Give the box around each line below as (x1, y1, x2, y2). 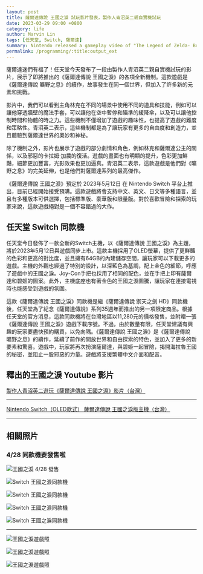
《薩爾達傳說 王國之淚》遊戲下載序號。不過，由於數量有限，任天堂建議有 (6, 320, 188, 328)
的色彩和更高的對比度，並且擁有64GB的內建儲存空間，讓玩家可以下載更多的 (6, 254, 195, 262)
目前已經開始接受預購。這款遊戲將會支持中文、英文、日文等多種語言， (16, 187, 192, 194)
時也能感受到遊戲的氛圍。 (6, 285, 70, 292)
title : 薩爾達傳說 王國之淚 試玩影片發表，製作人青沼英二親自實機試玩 (6, 15, 161, 21)
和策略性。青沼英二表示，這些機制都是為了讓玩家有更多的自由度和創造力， (6, 124, 192, 131)
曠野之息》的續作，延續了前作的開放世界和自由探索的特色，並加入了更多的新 (6, 335, 197, 343)
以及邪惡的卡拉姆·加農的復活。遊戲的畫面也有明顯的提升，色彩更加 (16, 152, 183, 159)
